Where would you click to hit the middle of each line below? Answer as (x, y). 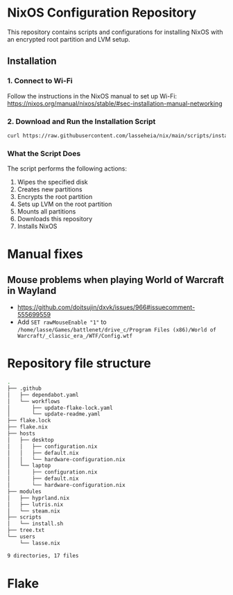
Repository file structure (79, 364)
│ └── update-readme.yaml (54, 414)
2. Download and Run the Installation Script (81, 121)
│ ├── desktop (31, 440)
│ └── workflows (34, 401)
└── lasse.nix (40, 543)
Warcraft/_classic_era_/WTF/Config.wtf (75, 336)
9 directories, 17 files (43, 555)
